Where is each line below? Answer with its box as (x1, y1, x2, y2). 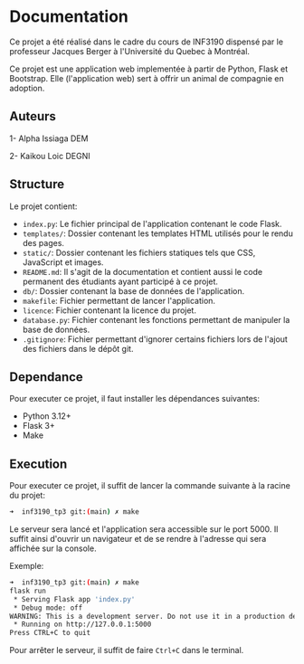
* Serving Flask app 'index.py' (13, 594, 136, 603)
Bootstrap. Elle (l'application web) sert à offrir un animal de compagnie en (9, 72, 284, 83)
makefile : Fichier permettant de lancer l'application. (22, 295, 215, 306)
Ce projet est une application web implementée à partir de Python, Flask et (9, 63, 289, 74)
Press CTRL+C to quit (9, 629, 91, 638)
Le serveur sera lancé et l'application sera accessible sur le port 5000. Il (9, 524, 279, 535)
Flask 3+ (22, 421, 56, 432)
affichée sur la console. (9, 543, 97, 554)
